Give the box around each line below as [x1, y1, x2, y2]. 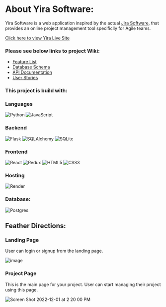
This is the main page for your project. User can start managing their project [5, 281, 161, 288]
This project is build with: [5, 87, 68, 94]
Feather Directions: [5, 222, 66, 230]
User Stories [12, 75, 38, 81]
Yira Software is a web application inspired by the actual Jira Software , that [5, 20, 159, 26]
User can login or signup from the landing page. [5, 248, 103, 254]
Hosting [5, 172, 25, 179]
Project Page [5, 270, 37, 277]
